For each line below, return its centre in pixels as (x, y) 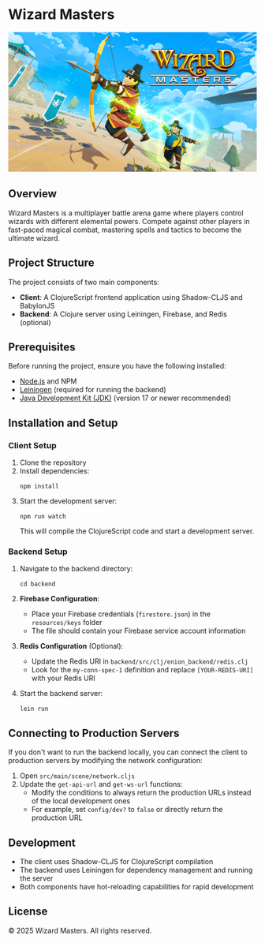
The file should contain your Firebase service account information (138, 631)
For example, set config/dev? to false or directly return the (127, 810)
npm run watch (43, 517)
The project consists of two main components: (84, 282)
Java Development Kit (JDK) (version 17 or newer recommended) (125, 398)
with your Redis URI (63, 678)
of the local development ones (81, 801)
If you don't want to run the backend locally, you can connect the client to (128, 752)
